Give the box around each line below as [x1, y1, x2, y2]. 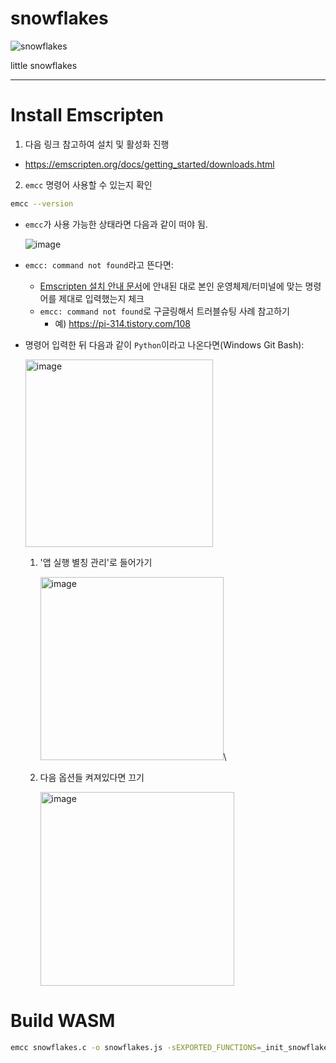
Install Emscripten [10, 104, 164, 127]
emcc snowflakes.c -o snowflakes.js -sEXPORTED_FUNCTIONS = [10, 1042, 262, 1052]
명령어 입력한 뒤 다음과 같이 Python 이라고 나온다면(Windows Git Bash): [24, 338, 305, 351]
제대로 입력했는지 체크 [58, 292, 145, 304]
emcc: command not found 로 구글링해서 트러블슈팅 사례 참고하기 [39, 305, 290, 317]
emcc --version [10, 198, 74, 209]
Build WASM [10, 1009, 116, 1032]
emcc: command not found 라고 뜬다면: [24, 258, 174, 271]
